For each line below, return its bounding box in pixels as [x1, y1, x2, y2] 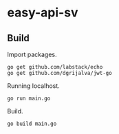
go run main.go [7, 95, 51, 102]
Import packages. [7, 50, 57, 58]
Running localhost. [7, 82, 60, 90]
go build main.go [7, 120, 57, 127]
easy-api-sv [7, 5, 78, 21]
